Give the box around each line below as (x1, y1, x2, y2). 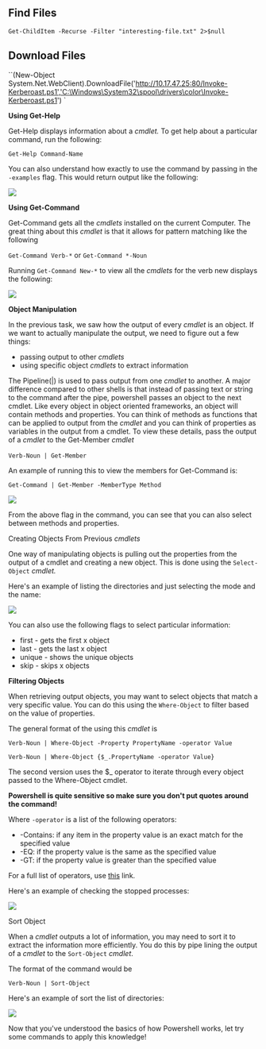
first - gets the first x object (19, 635, 110, 645)
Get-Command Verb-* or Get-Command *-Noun (8, 250, 148, 260)
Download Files (8, 49, 86, 63)
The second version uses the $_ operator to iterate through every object (8, 766, 245, 777)
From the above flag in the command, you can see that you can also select (8, 510, 253, 519)
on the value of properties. (8, 708, 95, 718)
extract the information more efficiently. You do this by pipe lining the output (8, 940, 258, 950)
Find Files (8, 6, 57, 20)
